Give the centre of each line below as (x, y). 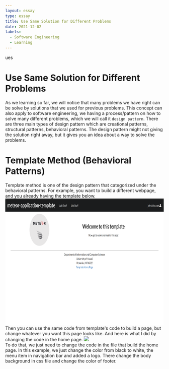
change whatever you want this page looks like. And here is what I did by (81, 333)
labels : (13, 32)
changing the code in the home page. (44, 339)
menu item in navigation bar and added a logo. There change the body (78, 355)
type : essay (18, 16)
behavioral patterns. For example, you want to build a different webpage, (80, 190)
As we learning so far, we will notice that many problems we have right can (83, 102)
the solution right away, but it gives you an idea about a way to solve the (80, 135)
